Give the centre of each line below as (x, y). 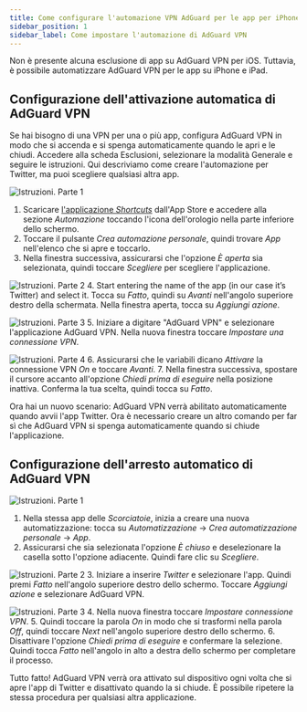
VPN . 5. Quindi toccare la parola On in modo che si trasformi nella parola (146, 621)
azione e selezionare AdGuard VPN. (77, 594)
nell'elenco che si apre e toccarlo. (86, 248)
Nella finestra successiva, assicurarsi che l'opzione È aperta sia (143, 258)
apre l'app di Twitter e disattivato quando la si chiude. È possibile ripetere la (152, 687)
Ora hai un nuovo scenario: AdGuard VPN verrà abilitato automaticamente (148, 406)
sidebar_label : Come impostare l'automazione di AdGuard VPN (128, 35)
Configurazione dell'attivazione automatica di (143, 99)
